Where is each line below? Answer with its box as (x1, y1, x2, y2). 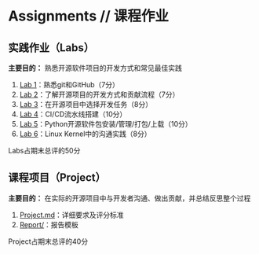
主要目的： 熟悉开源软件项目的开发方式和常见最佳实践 (8, 64, 182, 72)
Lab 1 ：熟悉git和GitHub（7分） (19, 80, 119, 89)
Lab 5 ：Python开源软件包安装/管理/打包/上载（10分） (19, 120, 192, 128)
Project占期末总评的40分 (8, 237, 89, 246)
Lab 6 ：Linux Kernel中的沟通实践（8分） (19, 129, 151, 138)
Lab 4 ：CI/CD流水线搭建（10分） (19, 109, 127, 119)
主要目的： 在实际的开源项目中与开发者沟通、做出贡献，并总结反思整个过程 (8, 193, 251, 203)
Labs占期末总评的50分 (8, 146, 81, 155)
